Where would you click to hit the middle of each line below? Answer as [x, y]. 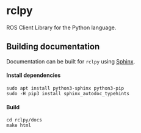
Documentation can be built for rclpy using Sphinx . [71, 61]
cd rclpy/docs [24, 120]
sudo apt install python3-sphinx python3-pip [65, 88]
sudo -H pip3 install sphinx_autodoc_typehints [68, 93]
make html [19, 126]
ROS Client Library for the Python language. [61, 27]
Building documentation [53, 47]
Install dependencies [34, 75]
